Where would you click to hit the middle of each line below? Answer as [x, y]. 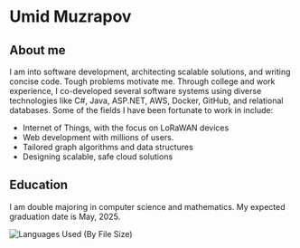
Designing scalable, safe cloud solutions [98, 157]
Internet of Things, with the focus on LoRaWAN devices [126, 128]
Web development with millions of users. [98, 137]
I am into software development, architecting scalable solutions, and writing [150, 72]
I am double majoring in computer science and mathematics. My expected [147, 206]
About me [37, 50]
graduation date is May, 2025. [65, 216]
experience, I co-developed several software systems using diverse [136, 91]
